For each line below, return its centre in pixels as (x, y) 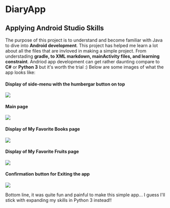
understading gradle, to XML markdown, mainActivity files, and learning (82, 56)
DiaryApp (26, 9)
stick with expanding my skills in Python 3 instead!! (59, 200)
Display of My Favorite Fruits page (42, 152)
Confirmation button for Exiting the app (47, 174)
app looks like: (20, 72)
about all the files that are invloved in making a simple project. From (76, 51)
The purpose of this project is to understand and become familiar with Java (84, 40)
